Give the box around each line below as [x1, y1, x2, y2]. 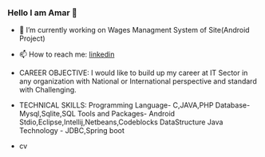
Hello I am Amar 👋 [7, 7, 77, 18]
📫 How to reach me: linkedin [18, 49, 115, 59]
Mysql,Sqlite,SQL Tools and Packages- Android [18, 109, 176, 119]
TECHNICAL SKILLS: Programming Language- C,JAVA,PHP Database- [18, 100, 251, 110]
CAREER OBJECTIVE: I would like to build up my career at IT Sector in [18, 68, 248, 78]
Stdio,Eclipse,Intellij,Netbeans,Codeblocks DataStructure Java [18, 117, 223, 127]
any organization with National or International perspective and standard [18, 77, 257, 86]
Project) [18, 33, 45, 43]
